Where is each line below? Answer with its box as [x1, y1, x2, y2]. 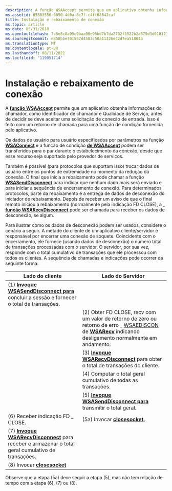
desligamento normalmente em [82, 335, 157, 342]
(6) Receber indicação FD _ [8, 413, 74, 420]
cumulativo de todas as [82, 377, 138, 384]
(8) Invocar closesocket [8, 461, 67, 468]
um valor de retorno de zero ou [82, 315, 157, 322]
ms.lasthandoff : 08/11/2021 [5, 50, 66, 55]
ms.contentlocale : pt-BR [5, 46, 58, 51]
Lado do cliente [23, 272, 62, 280]
